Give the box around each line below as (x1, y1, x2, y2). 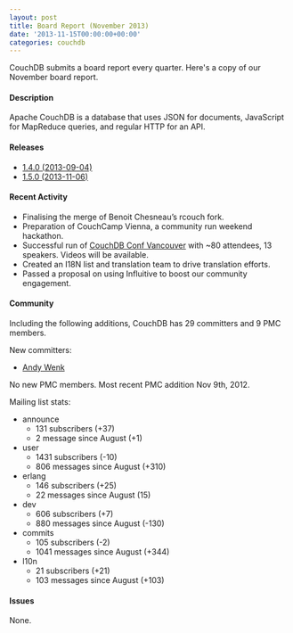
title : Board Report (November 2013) (9, 21, 150, 30)
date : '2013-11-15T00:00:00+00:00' (9, 29, 142, 38)
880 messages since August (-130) (35, 518, 165, 529)
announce (21, 414, 60, 424)
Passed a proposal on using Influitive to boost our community (21, 268, 248, 279)
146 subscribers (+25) (35, 481, 118, 491)
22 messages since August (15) (35, 489, 151, 500)
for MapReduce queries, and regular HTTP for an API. (9, 121, 207, 132)
